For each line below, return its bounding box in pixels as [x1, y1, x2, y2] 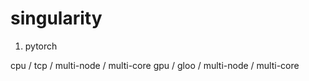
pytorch [24, 40, 58, 52]
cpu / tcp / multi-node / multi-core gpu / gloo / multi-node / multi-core [10, 59, 300, 71]
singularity [10, 7, 103, 30]
